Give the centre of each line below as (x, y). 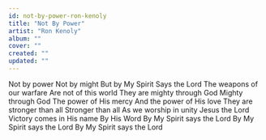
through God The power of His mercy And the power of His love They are (131, 101)
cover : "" (25, 46)
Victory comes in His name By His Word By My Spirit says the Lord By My (131, 118)
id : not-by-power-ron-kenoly (58, 16)
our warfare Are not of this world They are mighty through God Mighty (126, 92)
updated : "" (28, 62)
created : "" (28, 53)
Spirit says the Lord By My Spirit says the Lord (86, 127)
